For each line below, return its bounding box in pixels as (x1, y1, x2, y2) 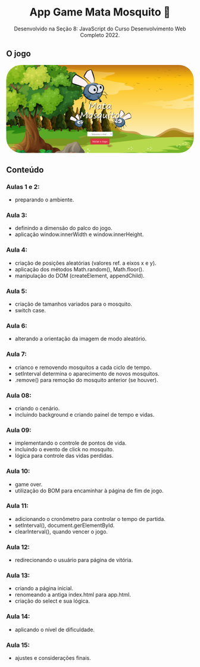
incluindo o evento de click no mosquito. (14, 446, 114, 453)
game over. (14, 480, 43, 488)
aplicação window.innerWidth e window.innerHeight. (14, 231, 144, 238)
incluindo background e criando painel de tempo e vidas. (14, 411, 155, 418)
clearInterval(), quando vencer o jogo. (14, 528, 108, 535)
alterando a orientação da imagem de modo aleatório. (14, 335, 147, 342)
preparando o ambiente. (14, 196, 74, 203)
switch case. (14, 307, 46, 314)
